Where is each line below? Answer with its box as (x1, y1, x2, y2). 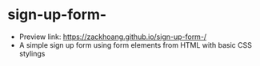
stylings (18, 49, 46, 58)
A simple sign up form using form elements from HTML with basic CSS (18, 40, 253, 49)
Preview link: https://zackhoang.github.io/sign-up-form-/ (18, 32, 207, 41)
